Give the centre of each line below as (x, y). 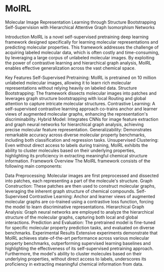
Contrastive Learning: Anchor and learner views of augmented (92, 196)
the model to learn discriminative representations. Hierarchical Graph (75, 207)
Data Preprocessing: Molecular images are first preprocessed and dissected (82, 175)
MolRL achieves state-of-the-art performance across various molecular (77, 238)
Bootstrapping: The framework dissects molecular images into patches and (81, 93)
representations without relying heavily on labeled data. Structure (71, 88)
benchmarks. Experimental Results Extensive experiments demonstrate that (81, 233)
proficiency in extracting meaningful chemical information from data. (74, 264)
